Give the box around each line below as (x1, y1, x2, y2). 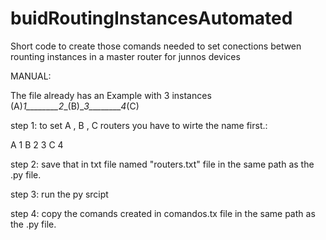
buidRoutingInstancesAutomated (10, 7, 293, 30)
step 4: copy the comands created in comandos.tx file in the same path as (10, 207, 316, 219)
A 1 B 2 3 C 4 (10, 138, 64, 151)
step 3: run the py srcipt (10, 188, 109, 200)
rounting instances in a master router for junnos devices (10, 50, 241, 62)
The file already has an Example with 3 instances (10, 89, 212, 101)
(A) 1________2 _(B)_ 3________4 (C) (10, 100, 140, 112)
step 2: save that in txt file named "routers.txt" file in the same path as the (10, 158, 315, 170)
